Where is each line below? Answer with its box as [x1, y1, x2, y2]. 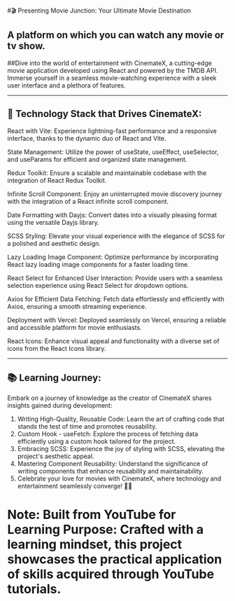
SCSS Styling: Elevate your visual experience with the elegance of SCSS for [7, 231, 225, 240]
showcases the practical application [7, 551, 222, 567]
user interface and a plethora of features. [7, 81, 126, 90]
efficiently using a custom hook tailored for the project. [17, 437, 176, 445]
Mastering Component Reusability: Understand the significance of [17, 460, 208, 468]
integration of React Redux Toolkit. [7, 176, 107, 184]
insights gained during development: [7, 401, 113, 410]
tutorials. [7, 581, 62, 597]
